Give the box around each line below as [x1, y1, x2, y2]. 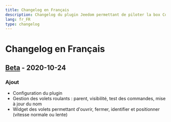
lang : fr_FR [5, 17, 31, 22]
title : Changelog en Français [5, 7, 70, 13]
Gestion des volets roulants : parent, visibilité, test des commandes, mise [12, 96, 166, 102]
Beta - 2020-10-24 [5, 63, 66, 72]
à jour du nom [12, 101, 42, 107]
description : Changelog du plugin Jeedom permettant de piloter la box [5, 12, 160, 17]
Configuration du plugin [12, 90, 63, 96]
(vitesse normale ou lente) [12, 112, 68, 118]
